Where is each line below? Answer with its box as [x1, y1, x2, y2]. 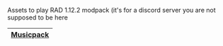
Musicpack [11, 30, 50, 39]
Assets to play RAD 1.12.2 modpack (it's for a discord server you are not [7, 6, 216, 14]
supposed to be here [7, 13, 69, 22]
